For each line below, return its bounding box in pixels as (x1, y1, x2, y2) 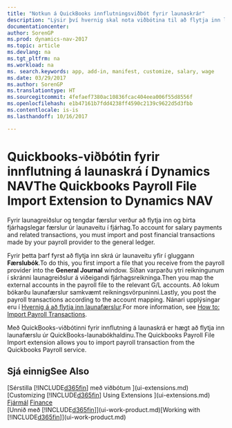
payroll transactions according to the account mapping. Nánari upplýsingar (7, 295, 220, 304)
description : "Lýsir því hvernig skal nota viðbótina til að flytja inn (7, 17, 221, 24)
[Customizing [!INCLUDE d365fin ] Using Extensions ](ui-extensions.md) (7, 391, 211, 400)
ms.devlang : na (7, 49, 51, 56)
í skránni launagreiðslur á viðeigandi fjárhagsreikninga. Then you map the (7, 273, 214, 281)
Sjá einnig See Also (7, 365, 90, 377)
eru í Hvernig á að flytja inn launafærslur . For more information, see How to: (7, 302, 220, 311)
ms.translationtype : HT (7, 87, 76, 94)
